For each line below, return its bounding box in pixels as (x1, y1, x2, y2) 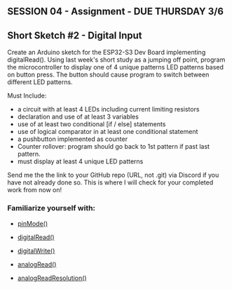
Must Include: (7, 91, 47, 100)
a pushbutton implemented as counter (17, 135, 128, 143)
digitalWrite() (17, 246, 55, 255)
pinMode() (17, 219, 48, 227)
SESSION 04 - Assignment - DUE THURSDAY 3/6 (7, 6, 224, 18)
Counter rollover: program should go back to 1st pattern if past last (17, 142, 210, 151)
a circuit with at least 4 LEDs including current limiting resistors (17, 105, 200, 114)
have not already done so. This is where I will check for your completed (7, 178, 214, 187)
